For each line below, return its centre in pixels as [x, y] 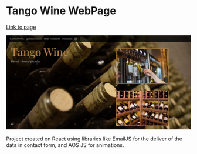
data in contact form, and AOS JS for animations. [65, 145]
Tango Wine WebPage [61, 11]
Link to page [21, 27]
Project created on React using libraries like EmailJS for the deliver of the [94, 139]
